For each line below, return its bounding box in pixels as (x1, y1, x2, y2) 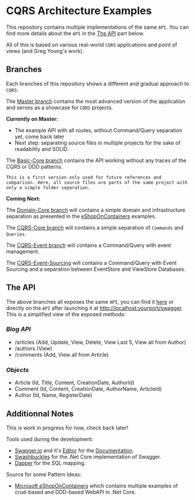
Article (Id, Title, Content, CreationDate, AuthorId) (14, 379, 135, 386)
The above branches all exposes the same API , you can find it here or (6, 298, 174, 305)
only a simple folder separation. (6, 184, 91, 190)
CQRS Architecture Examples (6, 4, 152, 18)
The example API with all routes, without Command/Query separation (14, 126, 183, 133)
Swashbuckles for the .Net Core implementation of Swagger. (14, 453, 162, 460)
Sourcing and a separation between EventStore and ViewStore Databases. (6, 266, 186, 273)
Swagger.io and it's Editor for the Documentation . (14, 447, 135, 454)
